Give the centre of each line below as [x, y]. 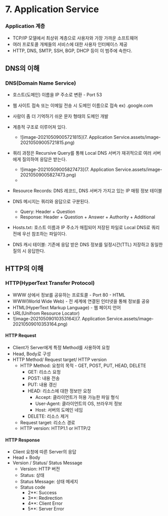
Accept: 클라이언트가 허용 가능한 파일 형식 [77, 397]
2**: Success [42, 493]
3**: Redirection [45, 498]
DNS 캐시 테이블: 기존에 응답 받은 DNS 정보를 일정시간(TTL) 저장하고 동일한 [88, 245]
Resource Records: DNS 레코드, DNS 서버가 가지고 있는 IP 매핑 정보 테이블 [87, 191]
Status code [33, 487]
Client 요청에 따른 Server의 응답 [45, 452]
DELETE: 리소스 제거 [48, 416]
